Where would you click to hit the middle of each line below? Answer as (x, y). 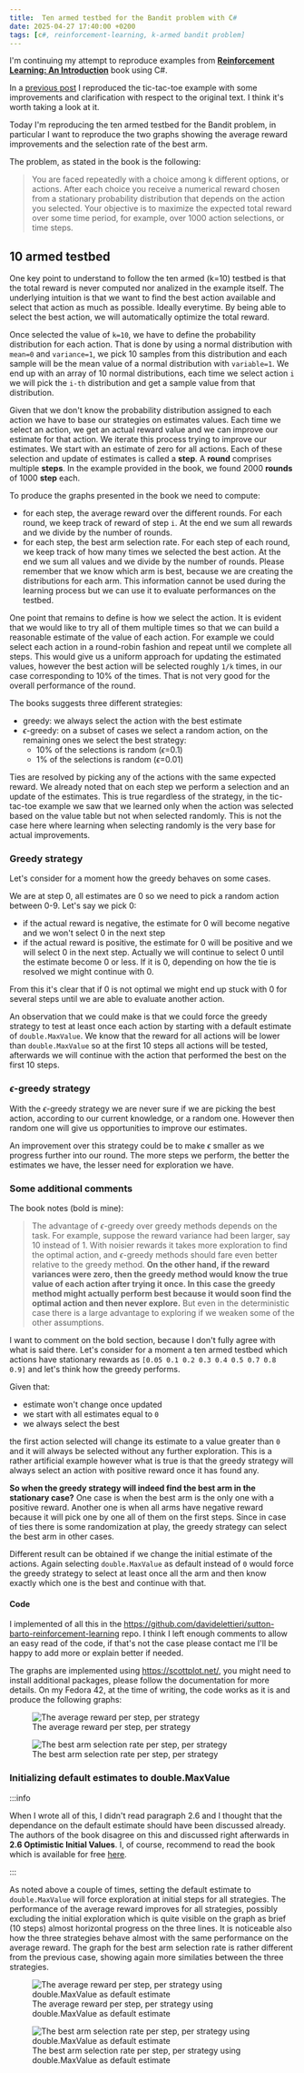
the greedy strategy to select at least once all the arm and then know (138, 1573)
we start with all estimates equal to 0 (90, 1414)
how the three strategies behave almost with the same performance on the (149, 1937)
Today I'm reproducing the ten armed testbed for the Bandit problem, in (143, 125)
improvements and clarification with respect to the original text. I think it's (147, 97)
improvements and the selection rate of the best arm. (109, 144)
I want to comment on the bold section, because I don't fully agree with (142, 1340)
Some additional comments (71, 1188)
